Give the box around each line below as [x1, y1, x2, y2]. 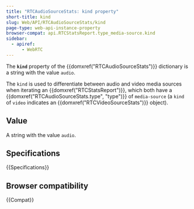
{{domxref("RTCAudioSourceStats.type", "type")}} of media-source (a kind [6, 92, 185, 100]
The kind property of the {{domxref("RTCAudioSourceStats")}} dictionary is [6, 63, 189, 70]
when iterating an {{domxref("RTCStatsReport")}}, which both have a [6, 86, 172, 94]
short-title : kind [6, 14, 51, 20]
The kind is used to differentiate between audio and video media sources [6, 80, 182, 87]
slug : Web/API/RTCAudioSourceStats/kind [6, 19, 106, 25]
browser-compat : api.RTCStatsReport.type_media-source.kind [6, 30, 156, 36]
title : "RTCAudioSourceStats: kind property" [6, 8, 119, 15]
